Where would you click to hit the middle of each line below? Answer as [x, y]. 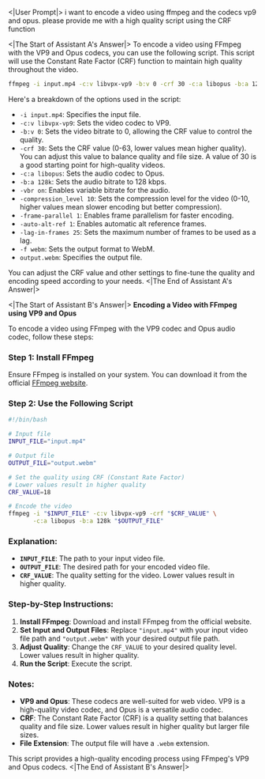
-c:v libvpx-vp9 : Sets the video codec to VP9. [95, 123]
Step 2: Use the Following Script [71, 403]
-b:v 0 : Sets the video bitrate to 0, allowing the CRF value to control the [136, 131]
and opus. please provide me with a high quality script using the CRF [120, 21]
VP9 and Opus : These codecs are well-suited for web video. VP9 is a [132, 701]
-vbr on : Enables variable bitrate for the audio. [95, 190]
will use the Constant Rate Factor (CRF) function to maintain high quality [125, 61]
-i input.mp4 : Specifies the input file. [80, 114]
